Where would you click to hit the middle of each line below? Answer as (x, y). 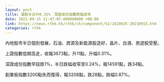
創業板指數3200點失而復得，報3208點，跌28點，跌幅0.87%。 (69, 75)
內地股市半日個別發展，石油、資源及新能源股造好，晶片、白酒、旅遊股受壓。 (83, 43)
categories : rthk (23, 28)
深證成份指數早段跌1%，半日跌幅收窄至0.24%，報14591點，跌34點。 (76, 64)
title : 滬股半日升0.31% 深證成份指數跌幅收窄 (48, 14)
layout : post (19, 10)
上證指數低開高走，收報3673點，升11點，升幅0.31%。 (60, 54)
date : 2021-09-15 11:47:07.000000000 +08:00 (52, 19)
